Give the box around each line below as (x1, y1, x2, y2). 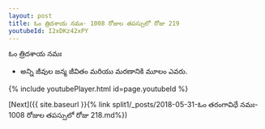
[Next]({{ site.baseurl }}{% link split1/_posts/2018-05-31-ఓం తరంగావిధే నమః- (8, 100, 259, 110)
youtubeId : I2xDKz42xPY (8, 27, 89, 35)
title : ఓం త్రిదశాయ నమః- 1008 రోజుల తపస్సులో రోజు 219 (8, 19, 180, 27)
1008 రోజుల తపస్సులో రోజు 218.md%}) (8, 110, 128, 120)
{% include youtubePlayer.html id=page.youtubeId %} (8, 84, 189, 94)
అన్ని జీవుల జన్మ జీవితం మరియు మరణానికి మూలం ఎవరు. (19, 66, 188, 77)
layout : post (8, 11, 53, 20)
